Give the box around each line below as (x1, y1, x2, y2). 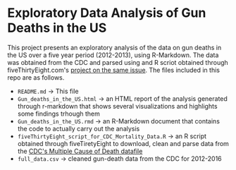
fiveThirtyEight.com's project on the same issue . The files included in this (7, 66, 221, 74)
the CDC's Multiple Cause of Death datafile (17, 147, 143, 155)
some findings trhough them (17, 109, 101, 118)
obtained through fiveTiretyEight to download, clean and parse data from (17, 139, 229, 147)
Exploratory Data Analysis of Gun (7, 5, 206, 21)
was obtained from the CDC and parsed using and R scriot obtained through (7, 58, 229, 66)
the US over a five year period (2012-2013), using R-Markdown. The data (7, 51, 219, 59)
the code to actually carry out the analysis (17, 124, 140, 133)
